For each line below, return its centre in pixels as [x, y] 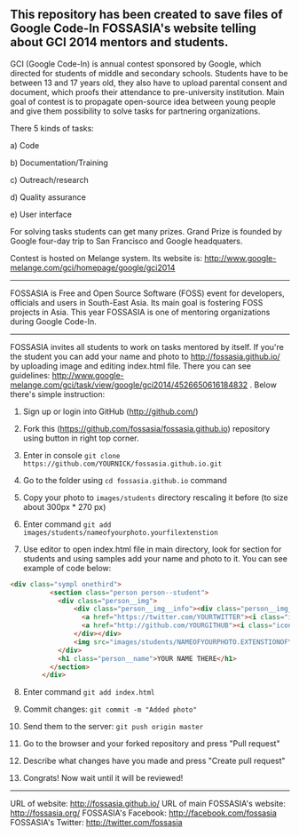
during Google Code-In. [53, 321]
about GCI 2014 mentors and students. [119, 42]
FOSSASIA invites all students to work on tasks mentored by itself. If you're [147, 346]
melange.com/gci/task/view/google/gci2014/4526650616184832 [129, 385]
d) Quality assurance [48, 197]
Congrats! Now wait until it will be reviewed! [103, 778]
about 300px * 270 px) [64, 506]
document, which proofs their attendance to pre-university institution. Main [147, 92]
